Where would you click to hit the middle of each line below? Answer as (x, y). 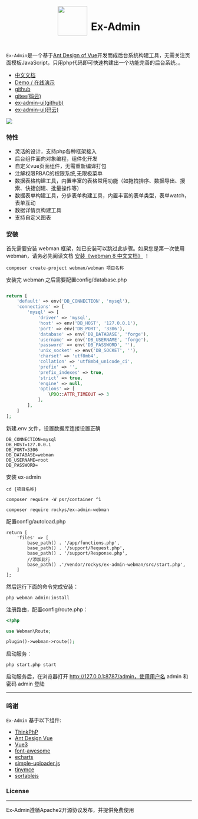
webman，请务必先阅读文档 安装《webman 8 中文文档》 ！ (78, 256)
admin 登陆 (31, 684)
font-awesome (32, 751)
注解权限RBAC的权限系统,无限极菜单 (59, 174)
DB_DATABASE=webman (30, 455)
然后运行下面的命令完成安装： (42, 586)
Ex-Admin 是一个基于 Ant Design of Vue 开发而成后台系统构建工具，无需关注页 (98, 55)
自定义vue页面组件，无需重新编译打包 (61, 166)
